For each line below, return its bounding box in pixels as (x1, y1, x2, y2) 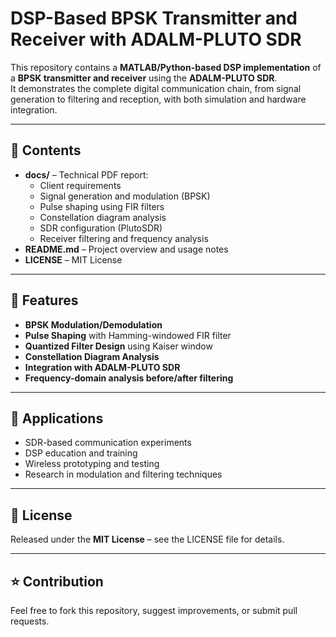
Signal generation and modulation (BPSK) (39, 190, 211, 202)
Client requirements (39, 179, 122, 191)
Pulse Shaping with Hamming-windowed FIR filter (24, 329, 232, 341)
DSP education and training (24, 447, 138, 459)
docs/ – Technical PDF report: (24, 168, 149, 181)
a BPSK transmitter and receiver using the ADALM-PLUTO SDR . (10, 72, 278, 84)
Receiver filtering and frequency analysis (39, 232, 209, 244)
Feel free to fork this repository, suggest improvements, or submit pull (10, 605, 298, 616)
